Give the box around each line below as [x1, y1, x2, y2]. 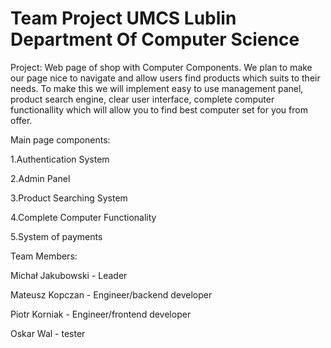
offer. [10, 114, 33, 126]
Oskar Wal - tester [10, 327, 86, 339]
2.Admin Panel [10, 172, 71, 184]
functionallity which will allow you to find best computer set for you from [10, 103, 308, 116]
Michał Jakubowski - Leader [10, 269, 128, 281]
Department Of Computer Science [10, 28, 300, 51]
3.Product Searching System [10, 192, 128, 204]
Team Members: [10, 250, 78, 262]
